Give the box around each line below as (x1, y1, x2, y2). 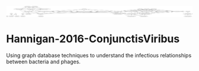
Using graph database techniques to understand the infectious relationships (6, 51, 192, 59)
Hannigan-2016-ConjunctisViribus (6, 33, 180, 46)
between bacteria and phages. (6, 58, 81, 65)
